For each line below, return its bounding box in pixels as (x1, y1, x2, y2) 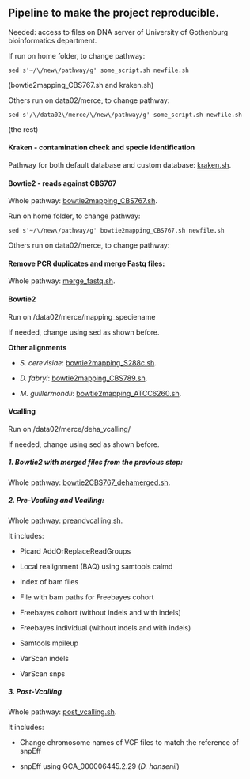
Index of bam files (19, 577, 79, 586)
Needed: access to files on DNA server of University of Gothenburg (8, 27, 229, 36)
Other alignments (8, 342, 67, 352)
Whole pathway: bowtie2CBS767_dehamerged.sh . (8, 478, 171, 487)
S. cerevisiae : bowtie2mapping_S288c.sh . (19, 357, 157, 367)
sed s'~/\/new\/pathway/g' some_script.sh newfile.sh (8, 66, 190, 74)
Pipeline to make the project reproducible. (8, 6, 220, 20)
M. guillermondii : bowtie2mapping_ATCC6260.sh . (19, 388, 182, 398)
